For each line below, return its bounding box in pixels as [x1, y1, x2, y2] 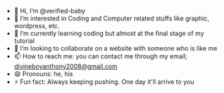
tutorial [13, 37, 35, 45]
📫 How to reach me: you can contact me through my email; [13, 52, 188, 60]
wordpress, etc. [13, 22, 60, 30]
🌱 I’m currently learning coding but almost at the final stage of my [13, 29, 204, 37]
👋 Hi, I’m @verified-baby [13, 7, 86, 15]
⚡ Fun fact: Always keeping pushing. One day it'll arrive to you [13, 77, 194, 86]
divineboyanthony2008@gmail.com [13, 62, 118, 70]
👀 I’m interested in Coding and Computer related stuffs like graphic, [13, 14, 210, 23]
